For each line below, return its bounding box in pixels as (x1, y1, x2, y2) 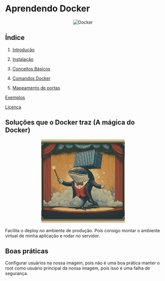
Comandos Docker (12, 75, 51, 81)
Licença (5, 104, 21, 110)
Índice (5, 34, 25, 42)
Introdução (12, 46, 35, 52)
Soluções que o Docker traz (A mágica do (5, 118, 135, 127)
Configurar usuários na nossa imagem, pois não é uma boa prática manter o (5, 260, 160, 266)
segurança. (5, 271, 28, 277)
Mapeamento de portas (12, 85, 60, 91)
